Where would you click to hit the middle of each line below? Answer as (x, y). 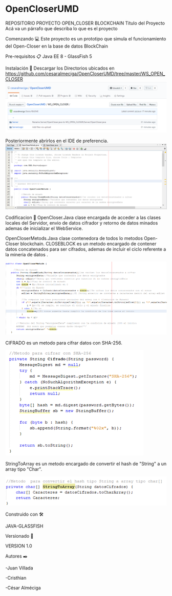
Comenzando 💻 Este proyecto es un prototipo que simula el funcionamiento (86, 38)
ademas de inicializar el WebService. (44, 229)
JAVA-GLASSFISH (24, 526)
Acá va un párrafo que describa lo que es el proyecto (61, 28)
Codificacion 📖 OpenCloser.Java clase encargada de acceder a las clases (83, 217)
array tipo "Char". (24, 469)
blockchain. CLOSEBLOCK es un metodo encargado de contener (88, 244)
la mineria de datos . (27, 255)
